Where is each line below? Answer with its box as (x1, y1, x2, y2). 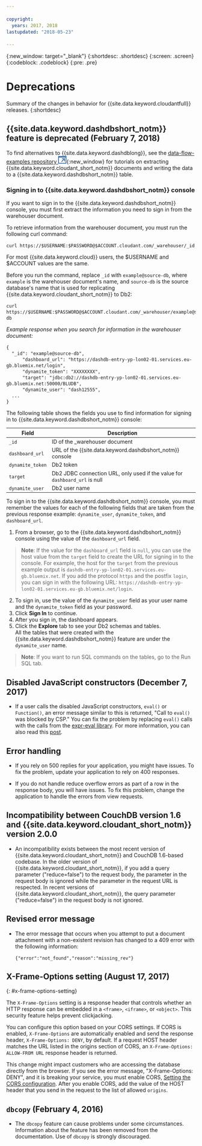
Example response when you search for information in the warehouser (6, 326, 182, 333)
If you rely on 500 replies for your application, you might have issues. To (14, 762, 194, 769)
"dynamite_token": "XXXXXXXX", (22, 369, 101, 375)
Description (107, 429, 138, 437)
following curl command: (6, 230, 68, 238)
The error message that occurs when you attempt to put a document (14, 929, 185, 937)
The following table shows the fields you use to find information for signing (6, 410, 192, 417)
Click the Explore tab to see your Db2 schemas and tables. (14, 622, 161, 630)
